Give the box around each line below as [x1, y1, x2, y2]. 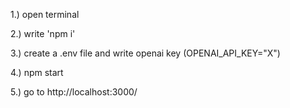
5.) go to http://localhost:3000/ [10, 86, 138, 98]
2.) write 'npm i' [10, 28, 76, 39]
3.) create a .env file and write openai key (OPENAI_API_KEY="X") [10, 47, 281, 59]
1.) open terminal [10, 9, 80, 20]
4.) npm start [10, 67, 64, 78]
